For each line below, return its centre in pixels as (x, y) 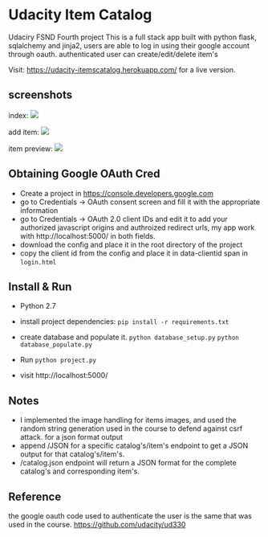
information (39, 210)
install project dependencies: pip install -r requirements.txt (124, 322)
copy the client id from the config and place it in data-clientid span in (134, 253)
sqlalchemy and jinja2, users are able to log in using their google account (129, 45)
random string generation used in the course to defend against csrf (131, 428)
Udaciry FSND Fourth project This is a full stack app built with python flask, (132, 37)
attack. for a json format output (71, 437)
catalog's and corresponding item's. (80, 471)
